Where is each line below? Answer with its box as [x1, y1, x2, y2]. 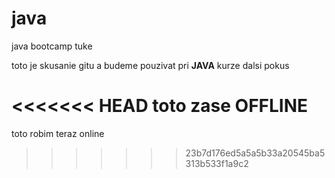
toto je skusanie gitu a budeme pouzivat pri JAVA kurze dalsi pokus [11, 59, 290, 71]
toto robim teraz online [11, 127, 105, 139]
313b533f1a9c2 [185, 157, 249, 169]
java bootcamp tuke [11, 40, 93, 52]
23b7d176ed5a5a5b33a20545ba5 [185, 147, 326, 159]
